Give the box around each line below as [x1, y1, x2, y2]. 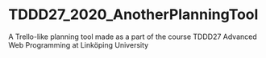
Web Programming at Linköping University [8, 40, 149, 49]
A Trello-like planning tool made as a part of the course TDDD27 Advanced [8, 32, 257, 41]
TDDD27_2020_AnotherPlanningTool [8, 6, 259, 24]
